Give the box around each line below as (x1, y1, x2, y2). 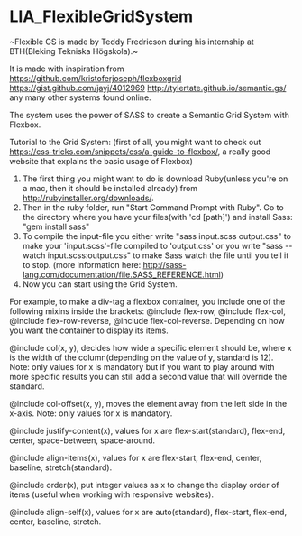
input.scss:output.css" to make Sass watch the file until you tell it (47, 250, 289, 261)
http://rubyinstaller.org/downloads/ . (22, 192, 155, 203)
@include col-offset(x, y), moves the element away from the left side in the (9, 398, 288, 409)
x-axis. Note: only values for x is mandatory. (9, 408, 173, 419)
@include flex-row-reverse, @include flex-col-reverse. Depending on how (9, 315, 286, 326)
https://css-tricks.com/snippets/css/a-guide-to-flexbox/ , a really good (9, 146, 271, 157)
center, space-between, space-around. (9, 435, 156, 446)
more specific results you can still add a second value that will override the (9, 371, 288, 382)
